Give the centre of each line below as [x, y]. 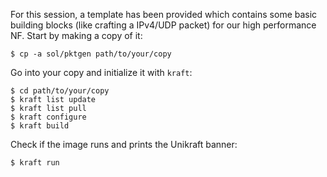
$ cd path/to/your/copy [60, 91]
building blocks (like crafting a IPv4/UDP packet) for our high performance [163, 25]
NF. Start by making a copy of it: [76, 35]
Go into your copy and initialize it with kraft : [101, 72]
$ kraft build [40, 126]
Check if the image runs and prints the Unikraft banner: [124, 144]
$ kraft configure [48, 117]
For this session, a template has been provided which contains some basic [164, 14]
